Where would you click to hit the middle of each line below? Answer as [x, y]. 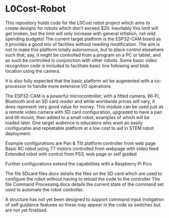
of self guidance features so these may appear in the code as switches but [83, 204]
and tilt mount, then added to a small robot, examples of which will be [77, 117]
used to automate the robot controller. [45, 189]
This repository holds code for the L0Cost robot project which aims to [78, 23]
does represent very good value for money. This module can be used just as [84, 106]
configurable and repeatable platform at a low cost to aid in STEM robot [79, 128]
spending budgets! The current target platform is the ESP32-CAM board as [83, 39]
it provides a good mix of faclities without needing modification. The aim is [83, 44]
